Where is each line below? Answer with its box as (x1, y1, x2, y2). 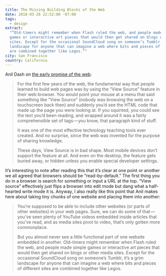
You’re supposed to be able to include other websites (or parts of (17, 203, 150, 209)
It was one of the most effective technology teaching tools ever (17, 127, 146, 134)
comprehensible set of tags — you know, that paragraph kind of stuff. (17, 118, 157, 124)
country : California (5, 58, 48, 63)
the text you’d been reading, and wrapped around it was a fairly (17, 112, 147, 119)
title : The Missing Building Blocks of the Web (5, 7, 105, 12)
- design (9, 21, 28, 26)
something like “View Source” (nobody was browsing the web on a (17, 97, 153, 103)
